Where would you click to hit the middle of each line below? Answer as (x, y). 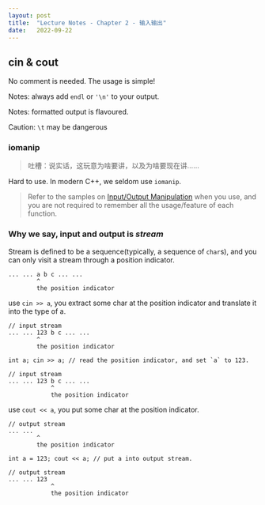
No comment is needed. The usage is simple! (82, 81)
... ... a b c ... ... (45, 274)
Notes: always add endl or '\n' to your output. (84, 96)
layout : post (30, 15)
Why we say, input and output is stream (86, 234)
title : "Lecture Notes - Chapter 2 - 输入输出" (87, 23)
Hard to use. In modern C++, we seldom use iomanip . (95, 182)
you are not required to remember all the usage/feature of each (131, 205)
